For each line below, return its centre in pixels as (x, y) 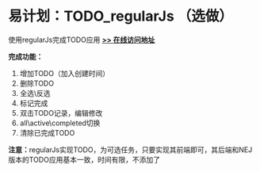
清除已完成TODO (47, 132)
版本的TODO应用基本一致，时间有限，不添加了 (84, 159)
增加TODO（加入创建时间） (64, 73)
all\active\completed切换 (60, 123)
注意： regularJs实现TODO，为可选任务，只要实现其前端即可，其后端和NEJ (130, 149)
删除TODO (36, 83)
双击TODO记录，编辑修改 (61, 113)
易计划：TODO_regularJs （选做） (121, 16)
